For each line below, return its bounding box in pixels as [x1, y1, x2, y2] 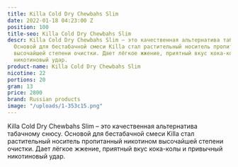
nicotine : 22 [7, 69, 46, 76]
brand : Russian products [7, 96, 81, 103]
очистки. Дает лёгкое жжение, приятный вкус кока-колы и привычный [7, 144, 223, 153]
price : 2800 [7, 89, 42, 96]
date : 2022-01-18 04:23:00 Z [7, 17, 93, 24]
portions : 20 [7, 76, 46, 83]
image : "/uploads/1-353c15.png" [7, 103, 103, 110]
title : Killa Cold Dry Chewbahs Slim [7, 10, 119, 18]
